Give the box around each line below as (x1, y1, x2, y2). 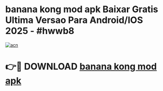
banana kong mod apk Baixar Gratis (5, 4, 158, 15)
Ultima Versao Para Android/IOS (5, 14, 143, 26)
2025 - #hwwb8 (5, 25, 75, 37)
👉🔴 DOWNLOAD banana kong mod (5, 61, 157, 72)
